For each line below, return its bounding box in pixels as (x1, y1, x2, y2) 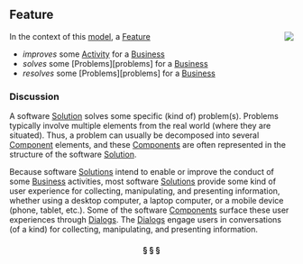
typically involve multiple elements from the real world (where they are (9, 121, 271, 132)
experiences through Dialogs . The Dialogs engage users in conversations (9, 214, 282, 225)
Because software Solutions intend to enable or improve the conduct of (9, 167, 275, 178)
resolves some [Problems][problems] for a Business (22, 68, 216, 78)
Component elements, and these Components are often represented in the (9, 140, 287, 150)
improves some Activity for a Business (22, 49, 165, 59)
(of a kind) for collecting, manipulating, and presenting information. (9, 224, 259, 235)
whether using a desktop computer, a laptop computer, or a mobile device (9, 196, 284, 206)
